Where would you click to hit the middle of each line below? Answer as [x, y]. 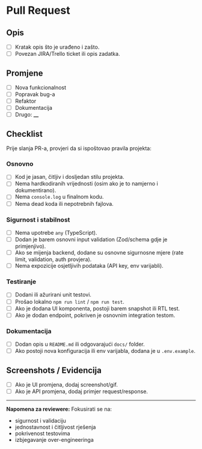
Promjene [25, 73]
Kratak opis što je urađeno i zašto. [57, 47]
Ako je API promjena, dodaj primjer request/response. [81, 391]
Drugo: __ [27, 115]
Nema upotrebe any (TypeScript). [56, 232]
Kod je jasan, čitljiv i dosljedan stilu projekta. [69, 177]
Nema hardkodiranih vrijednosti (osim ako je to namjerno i [86, 184]
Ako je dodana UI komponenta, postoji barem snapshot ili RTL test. [97, 308]
